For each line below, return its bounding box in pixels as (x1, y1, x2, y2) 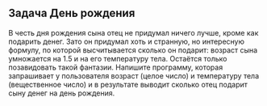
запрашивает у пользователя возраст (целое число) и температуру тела (8, 70, 260, 80)
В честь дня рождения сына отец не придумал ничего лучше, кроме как (8, 28, 259, 37)
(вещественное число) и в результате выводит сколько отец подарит (8, 79, 248, 89)
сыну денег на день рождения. (8, 88, 115, 98)
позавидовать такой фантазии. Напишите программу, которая (8, 62, 223, 72)
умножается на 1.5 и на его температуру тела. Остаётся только (8, 53, 227, 63)
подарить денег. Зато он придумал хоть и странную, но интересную (8, 36, 244, 46)
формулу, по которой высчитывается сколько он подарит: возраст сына (8, 45, 258, 55)
